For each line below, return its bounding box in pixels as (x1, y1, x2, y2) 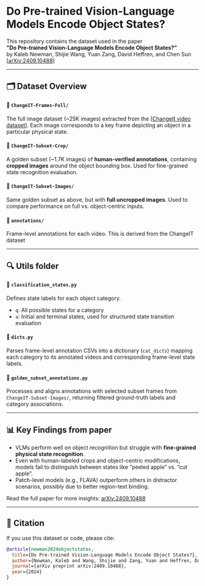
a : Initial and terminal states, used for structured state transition (15, 313, 174, 320)
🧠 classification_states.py (6, 281, 77, 288)
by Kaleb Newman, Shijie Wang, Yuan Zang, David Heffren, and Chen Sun (6, 50, 192, 57)
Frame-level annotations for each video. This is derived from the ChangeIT (6, 230, 194, 238)
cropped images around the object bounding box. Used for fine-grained (6, 162, 188, 169)
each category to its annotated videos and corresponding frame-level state (6, 353, 195, 361)
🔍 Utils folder (6, 261, 59, 271)
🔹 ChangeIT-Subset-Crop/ (6, 142, 69, 149)
